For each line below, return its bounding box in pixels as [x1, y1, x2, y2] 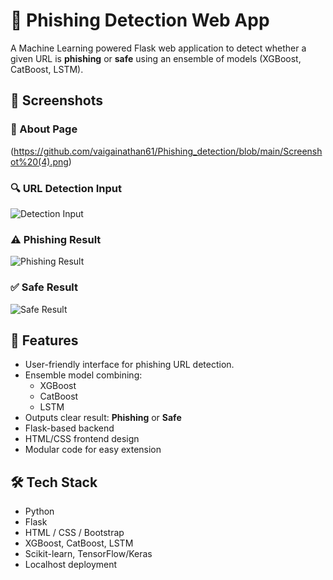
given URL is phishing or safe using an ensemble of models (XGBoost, [10, 52, 302, 64]
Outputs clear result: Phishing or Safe [24, 412, 182, 424]
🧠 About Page [10, 122, 78, 136]
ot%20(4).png [10, 155, 69, 168]
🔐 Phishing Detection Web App [10, 9, 270, 32]
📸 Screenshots [10, 92, 104, 109]
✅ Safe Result [10, 280, 79, 294]
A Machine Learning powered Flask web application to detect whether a [10, 42, 307, 54]
